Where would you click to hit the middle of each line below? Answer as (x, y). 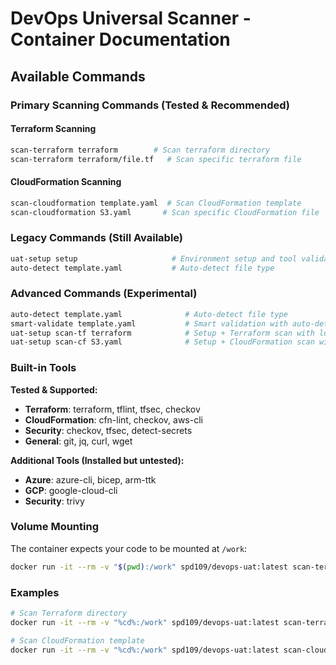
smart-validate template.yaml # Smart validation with (149, 323)
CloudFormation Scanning (66, 182)
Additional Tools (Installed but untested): (97, 460)
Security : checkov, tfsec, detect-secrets (108, 430)
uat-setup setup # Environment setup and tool (154, 258)
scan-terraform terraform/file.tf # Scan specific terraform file (156, 159)
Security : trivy (54, 501)
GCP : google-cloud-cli (71, 490)
